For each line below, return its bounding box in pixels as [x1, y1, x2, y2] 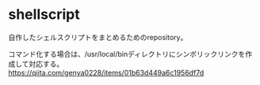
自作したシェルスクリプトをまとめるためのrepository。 [8, 32, 188, 42]
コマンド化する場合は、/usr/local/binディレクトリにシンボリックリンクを [8, 49, 246, 58]
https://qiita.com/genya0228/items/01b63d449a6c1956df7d [8, 68, 205, 77]
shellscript [8, 6, 81, 24]
